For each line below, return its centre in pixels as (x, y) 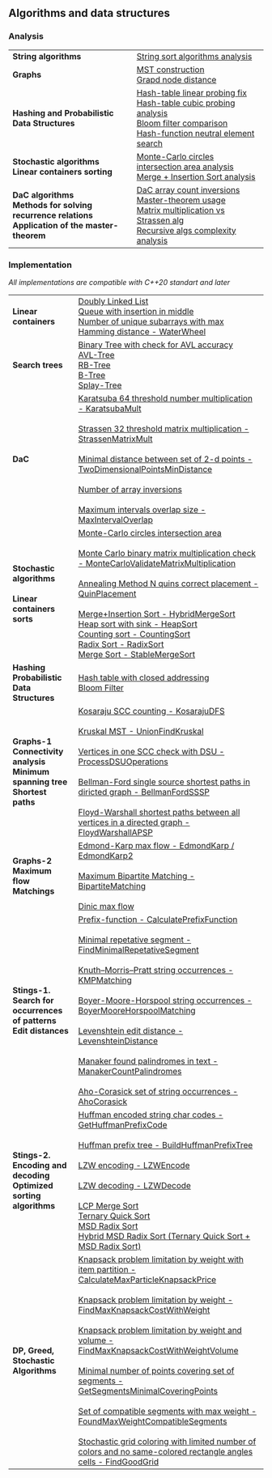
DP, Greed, (34, 1350)
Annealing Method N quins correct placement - (168, 584)
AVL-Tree (96, 355)
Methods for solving (53, 205)
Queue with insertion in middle (136, 311)
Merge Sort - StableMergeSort (137, 654)
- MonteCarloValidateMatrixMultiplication (157, 563)
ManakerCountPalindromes (130, 1071)
